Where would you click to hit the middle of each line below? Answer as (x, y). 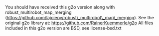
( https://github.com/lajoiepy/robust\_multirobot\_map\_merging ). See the (80, 18)
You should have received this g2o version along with (60, 7)
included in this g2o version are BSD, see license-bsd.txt (63, 28)
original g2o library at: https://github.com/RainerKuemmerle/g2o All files (79, 23)
